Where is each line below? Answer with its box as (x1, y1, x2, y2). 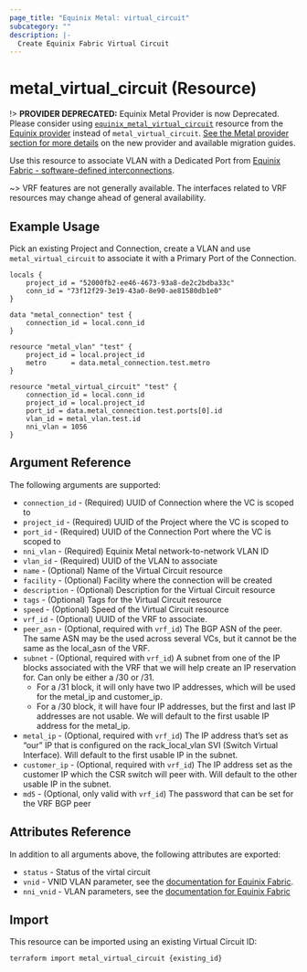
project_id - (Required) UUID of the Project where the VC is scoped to (22, 516, 290, 527)
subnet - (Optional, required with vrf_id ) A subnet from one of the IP (22, 652, 281, 663)
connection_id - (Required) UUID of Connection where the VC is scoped (22, 497, 294, 508)
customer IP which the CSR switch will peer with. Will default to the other (22, 768, 298, 779)
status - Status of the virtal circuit (22, 866, 151, 877)
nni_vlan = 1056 (26, 422, 89, 431)
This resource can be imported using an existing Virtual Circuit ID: (9, 936, 258, 947)
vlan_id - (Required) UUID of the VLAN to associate (22, 555, 217, 566)
